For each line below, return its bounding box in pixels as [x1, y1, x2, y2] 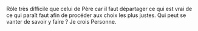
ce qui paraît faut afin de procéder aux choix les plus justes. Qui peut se [6, 12, 186, 19]
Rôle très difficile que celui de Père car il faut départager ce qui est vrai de [6, 5, 193, 12]
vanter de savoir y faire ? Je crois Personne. [6, 18, 117, 25]
